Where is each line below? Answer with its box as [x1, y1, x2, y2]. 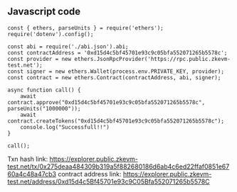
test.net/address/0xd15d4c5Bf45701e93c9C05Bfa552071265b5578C [7, 177, 210, 186]
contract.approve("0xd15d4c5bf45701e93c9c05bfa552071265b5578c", [7, 98, 205, 106]
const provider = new [7, 55, 72, 62]
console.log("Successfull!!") [20, 123, 110, 130]
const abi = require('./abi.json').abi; [7, 43, 130, 50]
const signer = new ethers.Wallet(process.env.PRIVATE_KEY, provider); [7, 67, 224, 75]
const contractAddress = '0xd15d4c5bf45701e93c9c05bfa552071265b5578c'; [7, 49, 228, 56]
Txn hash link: [7, 154, 48, 163]
